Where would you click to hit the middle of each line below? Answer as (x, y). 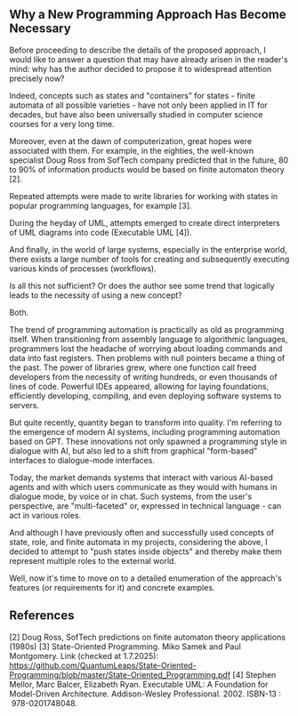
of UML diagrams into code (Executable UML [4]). (101, 232)
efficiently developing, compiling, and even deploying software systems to (145, 396)
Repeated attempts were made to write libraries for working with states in (144, 196)
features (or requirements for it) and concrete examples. (112, 587)
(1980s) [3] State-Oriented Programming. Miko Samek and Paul (125, 646)
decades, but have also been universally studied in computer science (136, 114)
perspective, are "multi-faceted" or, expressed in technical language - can (145, 505)
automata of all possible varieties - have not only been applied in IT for (139, 105)
